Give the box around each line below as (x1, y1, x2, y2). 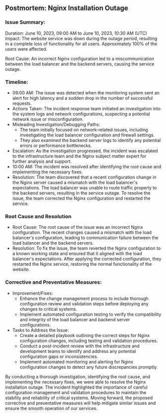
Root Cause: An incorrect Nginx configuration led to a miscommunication (5, 56, 155, 62)
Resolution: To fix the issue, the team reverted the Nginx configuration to (12, 245, 161, 251)
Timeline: (5, 78, 29, 85)
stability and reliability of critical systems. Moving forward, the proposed (5, 395, 153, 401)
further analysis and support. (12, 158, 72, 164)
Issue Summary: (5, 19, 46, 26)
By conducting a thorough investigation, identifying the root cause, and (5, 373, 150, 379)
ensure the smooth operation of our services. (5, 405, 98, 411)
